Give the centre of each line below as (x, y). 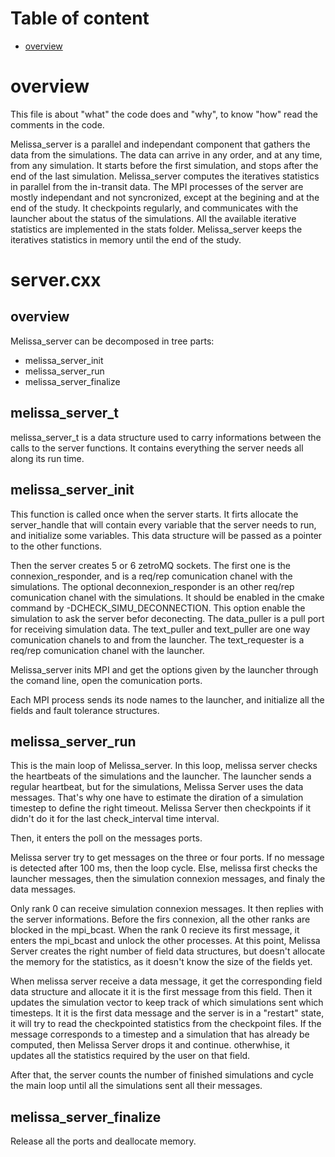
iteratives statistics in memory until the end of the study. (126, 239)
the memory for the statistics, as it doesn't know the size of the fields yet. (161, 962)
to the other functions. (56, 546)
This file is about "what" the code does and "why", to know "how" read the (164, 114)
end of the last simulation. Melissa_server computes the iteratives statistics (165, 176)
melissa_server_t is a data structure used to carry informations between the (166, 437)
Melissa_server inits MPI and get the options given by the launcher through (164, 669)
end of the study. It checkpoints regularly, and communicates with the (154, 208)
